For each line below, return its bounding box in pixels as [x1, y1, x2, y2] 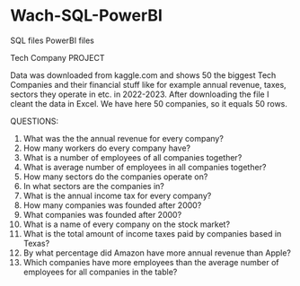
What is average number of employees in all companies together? [22, 161, 267, 172]
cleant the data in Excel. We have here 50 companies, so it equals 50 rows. [10, 98, 288, 108]
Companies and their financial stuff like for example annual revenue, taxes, [10, 79, 287, 90]
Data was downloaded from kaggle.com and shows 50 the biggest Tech [10, 69, 277, 81]
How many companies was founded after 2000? [22, 199, 202, 211]
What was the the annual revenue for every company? [22, 133, 224, 143]
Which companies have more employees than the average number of [22, 256, 279, 267]
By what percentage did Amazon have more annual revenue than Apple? [22, 247, 291, 258]
